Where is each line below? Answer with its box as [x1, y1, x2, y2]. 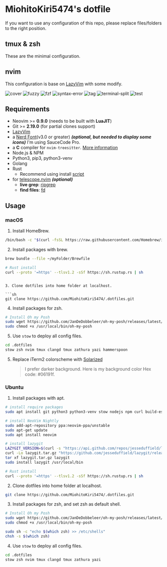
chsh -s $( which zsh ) [5, 534, 50, 539]
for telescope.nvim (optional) [12, 176, 73, 183]
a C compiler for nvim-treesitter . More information [12, 145, 118, 151]
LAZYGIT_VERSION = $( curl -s [5, 446, 61, 451]
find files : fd [19, 187, 46, 193]
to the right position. [5, 25, 47, 31]
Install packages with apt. [12, 395, 65, 401]
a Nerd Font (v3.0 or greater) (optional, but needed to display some [12, 134, 152, 140]
